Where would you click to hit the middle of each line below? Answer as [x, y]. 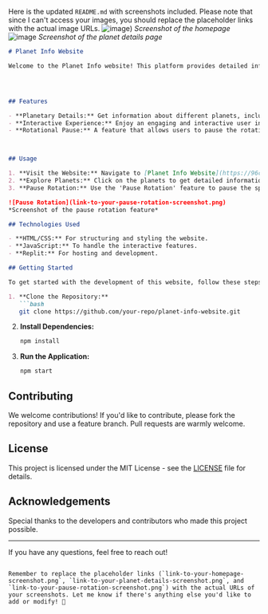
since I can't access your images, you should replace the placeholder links [131, 20]
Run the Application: [55, 356]
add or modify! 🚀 [37, 601]
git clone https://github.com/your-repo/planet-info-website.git [130, 311]
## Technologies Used [44, 224]
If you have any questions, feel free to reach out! [88, 552]
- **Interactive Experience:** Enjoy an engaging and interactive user [130, 123]
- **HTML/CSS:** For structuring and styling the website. [108, 238]
